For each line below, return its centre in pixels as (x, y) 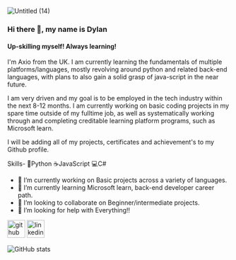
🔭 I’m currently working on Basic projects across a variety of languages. (122, 180)
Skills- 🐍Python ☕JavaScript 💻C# (57, 164)
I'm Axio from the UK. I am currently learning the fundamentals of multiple (115, 62)
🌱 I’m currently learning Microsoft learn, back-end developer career (116, 188)
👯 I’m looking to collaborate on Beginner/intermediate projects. (108, 203)
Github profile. (28, 149)
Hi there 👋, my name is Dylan (57, 29)
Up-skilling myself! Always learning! (62, 46)
